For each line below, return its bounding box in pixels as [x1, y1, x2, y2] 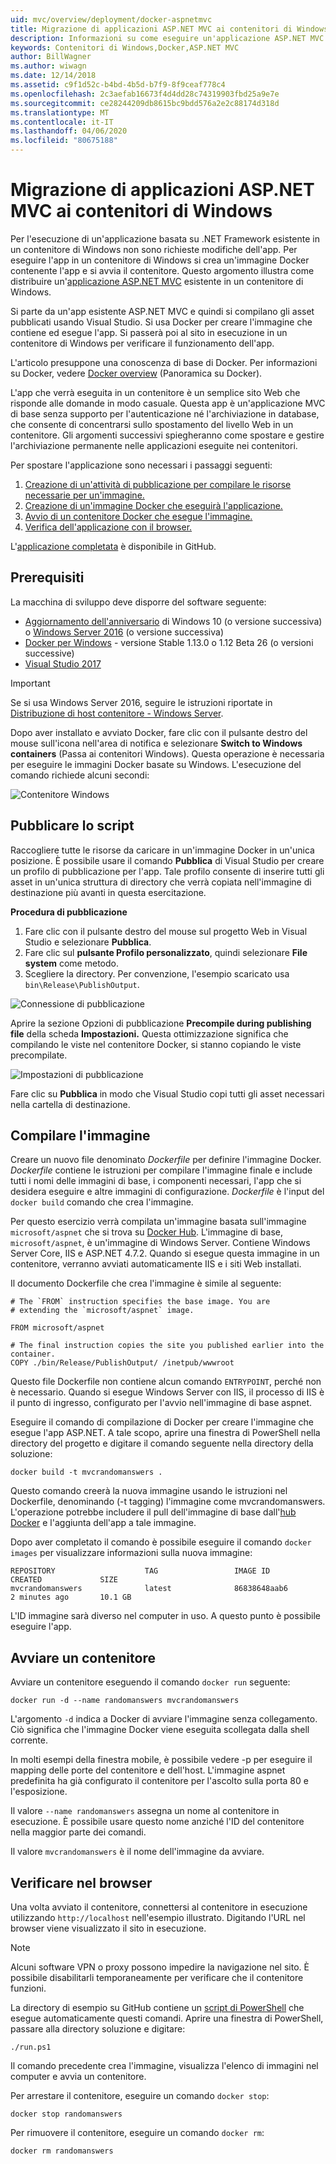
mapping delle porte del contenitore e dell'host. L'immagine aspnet [10, 1764, 286, 1776]
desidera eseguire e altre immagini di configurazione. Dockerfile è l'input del [10, 1186, 325, 1198]
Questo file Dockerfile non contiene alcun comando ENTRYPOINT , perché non [10, 1376, 322, 1388]
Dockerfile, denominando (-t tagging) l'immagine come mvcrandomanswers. [10, 1496, 326, 1508]
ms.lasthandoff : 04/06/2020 [10, 126, 128, 136]
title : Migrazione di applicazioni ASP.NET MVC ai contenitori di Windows [10, 24, 329, 34]
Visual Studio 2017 [24, 657, 102, 670]
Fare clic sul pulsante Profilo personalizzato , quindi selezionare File [24, 946, 308, 958]
